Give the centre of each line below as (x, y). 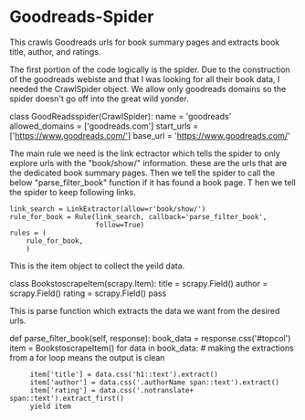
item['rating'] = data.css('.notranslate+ (112, 390)
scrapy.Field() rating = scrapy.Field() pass (88, 293)
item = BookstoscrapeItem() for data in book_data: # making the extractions (152, 348)
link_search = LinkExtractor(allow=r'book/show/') (108, 209)
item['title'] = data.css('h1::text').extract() (124, 374)
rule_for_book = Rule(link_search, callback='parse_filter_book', (138, 216)
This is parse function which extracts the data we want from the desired (145, 310)
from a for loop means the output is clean (87, 357)
